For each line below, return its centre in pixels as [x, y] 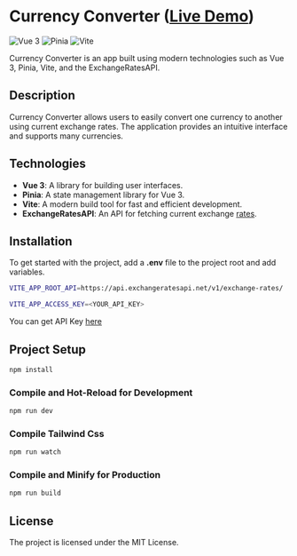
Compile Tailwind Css [57, 433]
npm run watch [35, 452]
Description [42, 95]
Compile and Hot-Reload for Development [101, 393]
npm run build [35, 493]
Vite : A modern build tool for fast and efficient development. [132, 204]
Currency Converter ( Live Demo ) [132, 16]
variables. [27, 272]
